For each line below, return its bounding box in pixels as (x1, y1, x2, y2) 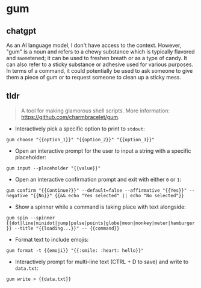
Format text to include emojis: (14, 236, 89, 243)
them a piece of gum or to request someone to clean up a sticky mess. (6, 74, 182, 81)
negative (6, 192, 28, 198)
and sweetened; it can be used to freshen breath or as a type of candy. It (6, 55, 188, 61)
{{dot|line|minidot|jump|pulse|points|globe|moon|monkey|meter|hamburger (6, 220, 196, 226)
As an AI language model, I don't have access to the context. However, (6, 41, 182, 49)
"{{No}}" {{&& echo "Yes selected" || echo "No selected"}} (30, 192, 185, 198)
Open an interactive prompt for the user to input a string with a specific (14, 147, 191, 155)
